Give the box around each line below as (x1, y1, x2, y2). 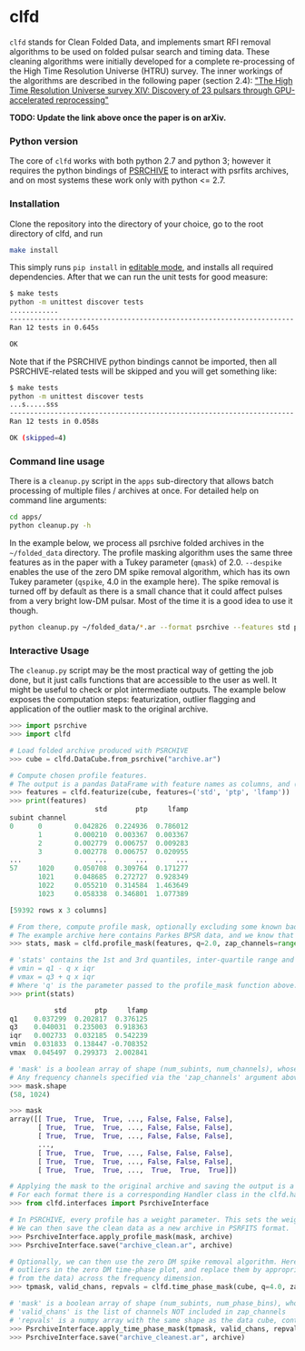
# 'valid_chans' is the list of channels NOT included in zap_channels (9, 1307, 286, 1316)
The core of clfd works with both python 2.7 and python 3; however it (9, 156, 271, 166)
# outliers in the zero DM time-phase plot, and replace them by (9, 1265, 261, 1275)
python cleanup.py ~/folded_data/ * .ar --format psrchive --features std (9, 622, 290, 631)
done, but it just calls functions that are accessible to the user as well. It (9, 675, 278, 686)
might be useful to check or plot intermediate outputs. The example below (9, 684, 286, 695)
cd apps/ (9, 512, 43, 522)
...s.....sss (9, 400, 59, 409)
